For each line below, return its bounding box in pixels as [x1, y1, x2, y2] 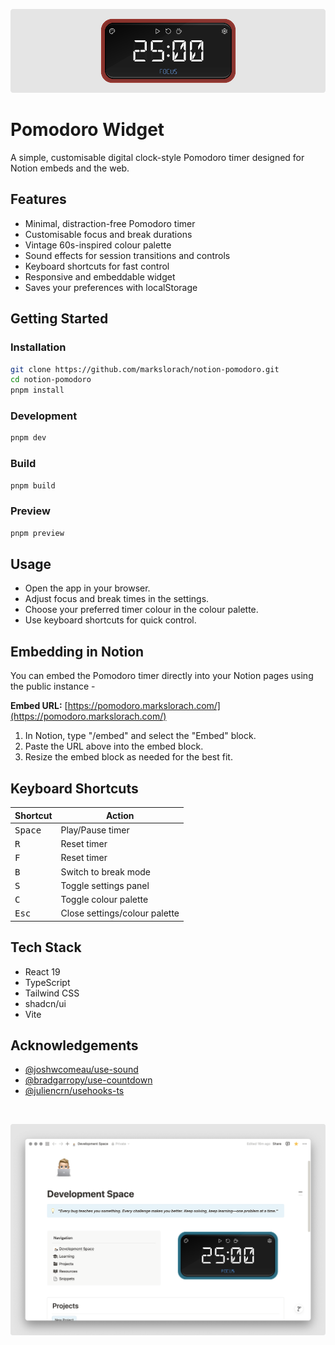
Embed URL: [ [10, 700, 68, 712]
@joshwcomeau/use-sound [24, 1064, 139, 1076]
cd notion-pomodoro [10, 375, 92, 385]
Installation [10, 340, 67, 354]
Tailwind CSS [24, 987, 80, 999]
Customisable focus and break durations [24, 228, 193, 240]
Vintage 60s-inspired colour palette [24, 239, 172, 251]
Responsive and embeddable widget [24, 270, 176, 283]
